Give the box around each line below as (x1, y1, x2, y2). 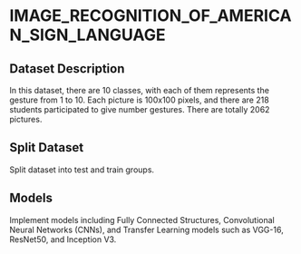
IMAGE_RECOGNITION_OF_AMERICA (9, 5, 292, 26)
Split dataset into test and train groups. (9, 164, 155, 175)
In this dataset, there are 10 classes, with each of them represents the (9, 85, 270, 95)
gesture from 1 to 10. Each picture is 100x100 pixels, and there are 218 (9, 94, 269, 105)
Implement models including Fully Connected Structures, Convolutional (9, 214, 275, 225)
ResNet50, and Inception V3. (9, 233, 117, 245)
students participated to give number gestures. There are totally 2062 (9, 104, 270, 114)
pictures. (9, 114, 43, 124)
